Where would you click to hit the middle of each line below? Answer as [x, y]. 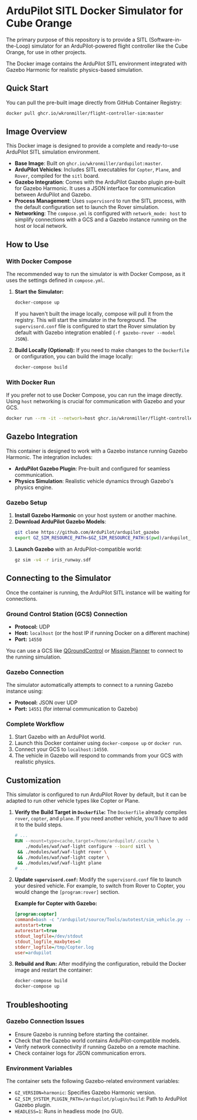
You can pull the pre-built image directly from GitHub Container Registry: [94, 102]
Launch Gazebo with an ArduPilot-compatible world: [78, 549]
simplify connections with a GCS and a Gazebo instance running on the [101, 220]
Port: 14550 [28, 639]
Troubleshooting [37, 1005]
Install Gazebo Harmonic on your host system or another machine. [96, 516]
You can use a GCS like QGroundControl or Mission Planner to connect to [95, 650]
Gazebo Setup [27, 503]
